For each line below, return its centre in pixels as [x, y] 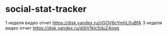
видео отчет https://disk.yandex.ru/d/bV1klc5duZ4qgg [62, 28]
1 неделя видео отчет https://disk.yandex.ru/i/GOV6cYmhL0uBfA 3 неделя [84, 23]
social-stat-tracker [46, 9]
